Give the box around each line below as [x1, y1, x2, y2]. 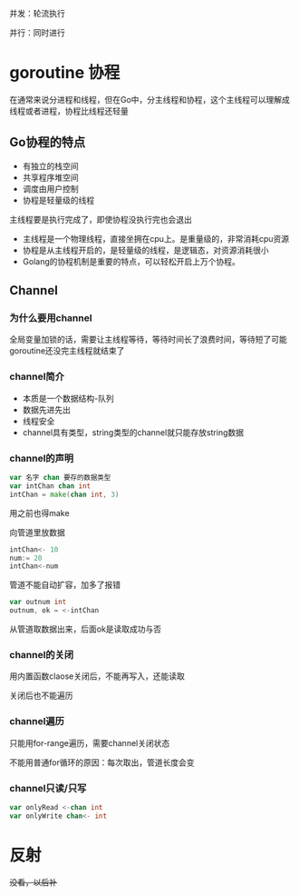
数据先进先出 [22, 403, 71, 415]
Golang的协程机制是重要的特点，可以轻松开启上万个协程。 [22, 255, 240, 266]
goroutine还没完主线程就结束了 [9, 345, 125, 356]
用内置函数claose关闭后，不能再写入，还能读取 [9, 671, 186, 682]
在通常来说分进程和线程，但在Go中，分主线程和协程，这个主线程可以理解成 [9, 94, 290, 105]
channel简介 [9, 371, 65, 383]
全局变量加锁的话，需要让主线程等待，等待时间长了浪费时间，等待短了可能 [9, 334, 287, 345]
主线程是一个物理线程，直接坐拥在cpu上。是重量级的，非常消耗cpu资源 [22, 233, 290, 244]
